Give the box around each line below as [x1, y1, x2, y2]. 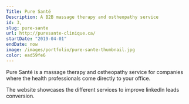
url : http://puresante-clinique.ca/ [6, 31, 96, 36]
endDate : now [6, 42, 38, 48]
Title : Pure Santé [6, 8, 51, 15]
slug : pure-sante [6, 25, 49, 31]
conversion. [6, 92, 35, 99]
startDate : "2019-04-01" [6, 36, 67, 42]
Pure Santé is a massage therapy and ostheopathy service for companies [6, 68, 184, 75]
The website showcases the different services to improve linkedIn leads [6, 86, 180, 93]
